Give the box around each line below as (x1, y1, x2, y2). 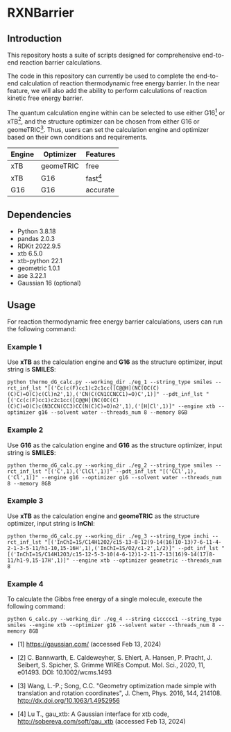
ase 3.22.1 (17, 272, 46, 280)
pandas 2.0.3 (17, 235, 55, 243)
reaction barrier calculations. (19, 58, 102, 67)
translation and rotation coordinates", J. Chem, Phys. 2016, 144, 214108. (17, 689, 222, 697)
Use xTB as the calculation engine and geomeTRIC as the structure (7, 512, 200, 520)
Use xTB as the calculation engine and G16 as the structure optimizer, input (7, 358, 223, 366)
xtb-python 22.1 (17, 257, 62, 265)
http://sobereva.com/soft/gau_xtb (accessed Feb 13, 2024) (17, 717, 186, 726)
